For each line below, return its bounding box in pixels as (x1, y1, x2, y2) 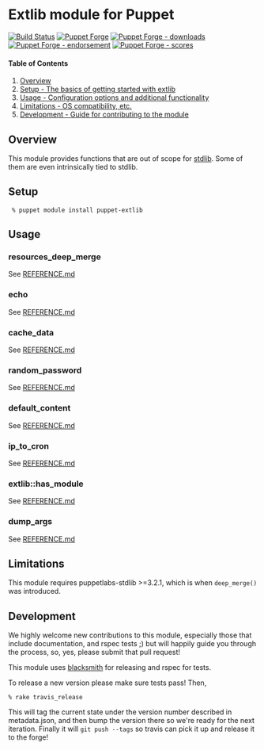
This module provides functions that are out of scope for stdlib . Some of (8, 153, 243, 163)
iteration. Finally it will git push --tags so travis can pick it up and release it (8, 724, 255, 734)
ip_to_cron (8, 440, 50, 451)
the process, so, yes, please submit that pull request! (8, 648, 180, 657)
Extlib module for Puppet (8, 6, 175, 24)
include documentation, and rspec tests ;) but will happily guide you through (8, 639, 257, 649)
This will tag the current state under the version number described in (8, 707, 232, 717)
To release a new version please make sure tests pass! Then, (8, 678, 207, 687)
